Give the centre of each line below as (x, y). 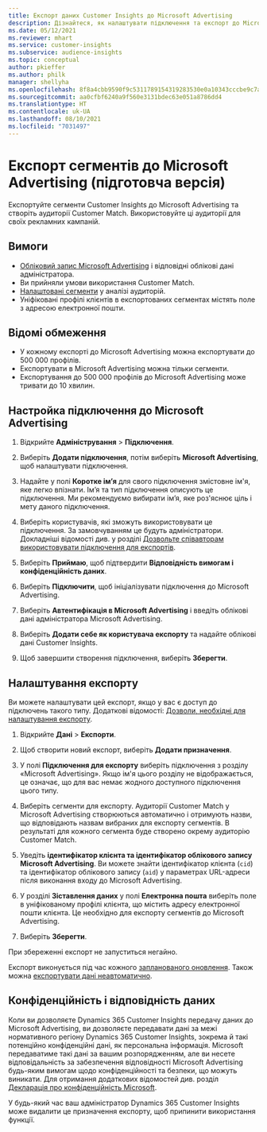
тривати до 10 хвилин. (57, 385)
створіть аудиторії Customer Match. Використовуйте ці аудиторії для (124, 213)
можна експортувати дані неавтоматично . (80, 976)
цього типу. (39, 790)
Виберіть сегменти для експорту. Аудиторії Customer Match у (124, 806)
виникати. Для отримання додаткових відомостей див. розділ (114, 1079)
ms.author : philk (37, 75)
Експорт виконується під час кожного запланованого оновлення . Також (131, 967)
